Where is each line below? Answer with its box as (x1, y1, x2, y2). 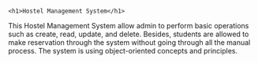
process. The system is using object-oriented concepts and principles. (8, 46, 238, 55)
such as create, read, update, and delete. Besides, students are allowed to (8, 29, 249, 39)
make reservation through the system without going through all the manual (8, 38, 251, 47)
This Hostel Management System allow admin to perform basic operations (8, 21, 249, 30)
